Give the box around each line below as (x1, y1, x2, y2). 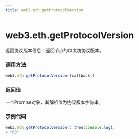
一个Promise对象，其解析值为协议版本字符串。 (5, 99, 103, 105)
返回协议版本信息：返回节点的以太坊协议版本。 (5, 47, 104, 53)
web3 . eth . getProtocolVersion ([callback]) (5, 73, 95, 78)
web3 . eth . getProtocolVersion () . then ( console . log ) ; (5, 125, 115, 130)
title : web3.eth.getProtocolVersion (5, 7, 83, 13)
